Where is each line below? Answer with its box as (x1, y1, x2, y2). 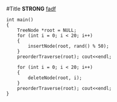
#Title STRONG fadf (6, 5, 56, 12)
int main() (6, 17, 34, 23)
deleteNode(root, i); (28, 75, 83, 81)
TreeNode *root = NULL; (17, 27, 77, 33)
